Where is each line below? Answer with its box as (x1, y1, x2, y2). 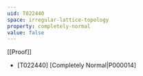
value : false (7, 29, 45, 36)
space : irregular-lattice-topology (7, 16, 109, 23)
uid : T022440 (7, 10, 45, 17)
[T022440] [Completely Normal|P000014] (16, 61, 136, 69)
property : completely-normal (7, 23, 91, 29)
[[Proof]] (7, 48, 32, 56)
